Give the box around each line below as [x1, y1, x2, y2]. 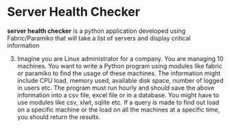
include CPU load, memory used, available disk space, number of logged [16, 76, 224, 84]
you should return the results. [16, 112, 101, 120]
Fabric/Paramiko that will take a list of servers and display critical [7, 34, 191, 42]
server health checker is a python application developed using [7, 27, 186, 35]
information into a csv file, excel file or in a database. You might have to [16, 90, 220, 99]
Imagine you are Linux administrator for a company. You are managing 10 [16, 54, 224, 62]
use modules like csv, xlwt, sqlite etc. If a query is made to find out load [16, 98, 220, 106]
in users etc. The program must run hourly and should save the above [16, 84, 215, 92]
